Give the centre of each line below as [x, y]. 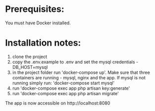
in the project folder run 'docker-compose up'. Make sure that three [81, 72]
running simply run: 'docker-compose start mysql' [63, 83]
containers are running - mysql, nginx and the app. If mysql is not [79, 77]
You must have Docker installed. [38, 23]
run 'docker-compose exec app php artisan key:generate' [71, 88]
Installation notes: [43, 43]
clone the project [30, 56]
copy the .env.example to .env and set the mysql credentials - [75, 62]
